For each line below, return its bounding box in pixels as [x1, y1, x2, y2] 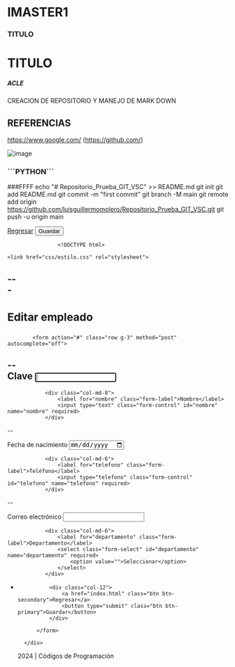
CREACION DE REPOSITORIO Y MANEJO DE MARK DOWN [7, 96, 177, 105]
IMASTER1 [7, 4, 69, 20]
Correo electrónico [7, 512, 62, 521]
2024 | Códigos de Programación [17, 652, 114, 660]
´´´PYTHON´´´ [7, 167, 55, 176]
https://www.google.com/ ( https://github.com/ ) [7, 136, 144, 144]
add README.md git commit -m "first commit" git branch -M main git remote [7, 190, 229, 199]
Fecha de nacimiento [7, 440, 68, 448]
